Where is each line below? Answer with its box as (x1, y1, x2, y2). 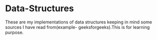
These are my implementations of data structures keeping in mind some (5, 19, 153, 25)
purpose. (5, 29, 24, 35)
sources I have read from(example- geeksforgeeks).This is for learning (5, 24, 150, 30)
